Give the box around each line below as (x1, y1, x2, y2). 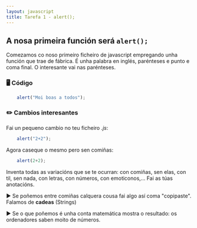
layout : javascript (6, 8, 54, 15)
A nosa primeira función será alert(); (6, 36, 149, 46)
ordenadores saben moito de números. (6, 216, 101, 223)
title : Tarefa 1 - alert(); (6, 14, 75, 20)
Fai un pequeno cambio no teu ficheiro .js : (6, 124, 109, 131)
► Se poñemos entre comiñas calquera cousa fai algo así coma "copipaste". (6, 192, 192, 199)
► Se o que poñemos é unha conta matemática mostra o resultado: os (6, 210, 177, 217)
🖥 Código (6, 79, 33, 87)
